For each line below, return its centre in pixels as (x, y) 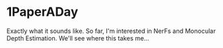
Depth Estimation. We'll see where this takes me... (78, 38)
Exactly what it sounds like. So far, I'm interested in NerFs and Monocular (111, 31)
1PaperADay (42, 12)
